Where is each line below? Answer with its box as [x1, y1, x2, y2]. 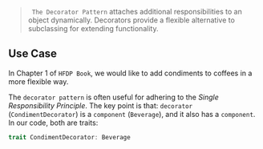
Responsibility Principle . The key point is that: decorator [8, 100, 193, 111]
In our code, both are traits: [8, 118, 99, 127]
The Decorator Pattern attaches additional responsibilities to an [31, 7, 242, 16]
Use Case [8, 47, 58, 61]
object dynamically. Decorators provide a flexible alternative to [27, 15, 235, 25]
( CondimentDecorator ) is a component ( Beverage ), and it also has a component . [8, 109, 256, 119]
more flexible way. [8, 76, 69, 87]
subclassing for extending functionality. [27, 24, 159, 33]
